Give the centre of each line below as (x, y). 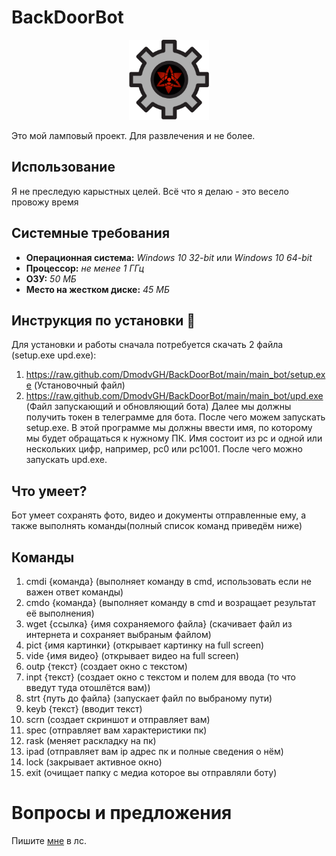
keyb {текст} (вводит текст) (84, 709)
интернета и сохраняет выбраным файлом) (118, 634)
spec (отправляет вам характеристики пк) (116, 730)
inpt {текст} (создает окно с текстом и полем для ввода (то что (160, 677)
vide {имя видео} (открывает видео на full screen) (132, 655)
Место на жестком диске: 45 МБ (98, 289)
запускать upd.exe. (66, 460)
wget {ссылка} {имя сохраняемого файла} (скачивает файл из (159, 624)
